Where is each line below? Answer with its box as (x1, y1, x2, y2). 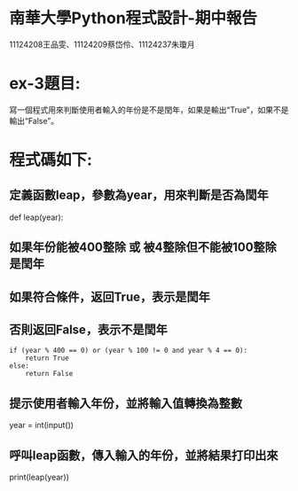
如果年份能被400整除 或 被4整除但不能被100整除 (9, 240, 278, 255)
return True (25, 354, 69, 363)
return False (25, 370, 74, 378)
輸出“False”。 (9, 115, 59, 126)
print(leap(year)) (9, 472, 69, 483)
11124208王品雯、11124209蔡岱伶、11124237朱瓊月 (9, 39, 195, 50)
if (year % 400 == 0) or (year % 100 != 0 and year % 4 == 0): (9, 347, 248, 355)
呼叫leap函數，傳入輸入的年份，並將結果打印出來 (9, 448, 278, 463)
